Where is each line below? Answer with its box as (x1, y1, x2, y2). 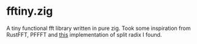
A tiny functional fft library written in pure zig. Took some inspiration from (6, 24, 191, 32)
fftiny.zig (6, 4, 53, 18)
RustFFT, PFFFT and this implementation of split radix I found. (6, 31, 162, 38)
